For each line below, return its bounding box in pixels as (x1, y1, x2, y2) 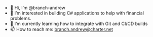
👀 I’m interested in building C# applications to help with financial (10, 10, 144, 16)
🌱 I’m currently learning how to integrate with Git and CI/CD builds (10, 20, 148, 26)
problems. (10, 15, 31, 21)
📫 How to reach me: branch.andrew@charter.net (10, 26, 113, 32)
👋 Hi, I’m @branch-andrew (10, 5, 66, 10)
